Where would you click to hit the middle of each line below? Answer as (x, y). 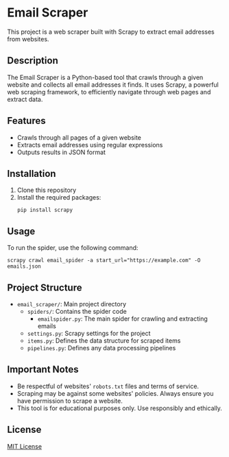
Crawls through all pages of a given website (79, 137)
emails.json (24, 266)
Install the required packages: (59, 198)
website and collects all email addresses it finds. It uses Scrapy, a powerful (113, 85)
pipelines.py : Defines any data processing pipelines (101, 348)
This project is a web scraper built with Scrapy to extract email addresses (111, 32)
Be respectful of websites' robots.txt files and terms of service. (108, 386)
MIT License (25, 446)
